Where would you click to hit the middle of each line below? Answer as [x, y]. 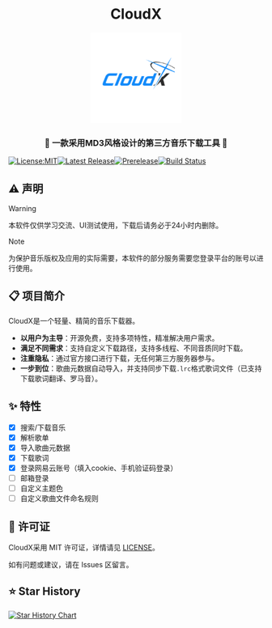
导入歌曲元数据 [45, 448]
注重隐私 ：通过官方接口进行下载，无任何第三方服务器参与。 [119, 358]
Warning [22, 209]
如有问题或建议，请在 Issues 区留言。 [71, 564]
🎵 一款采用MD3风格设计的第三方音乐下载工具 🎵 [136, 142]
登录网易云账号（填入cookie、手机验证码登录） [99, 468]
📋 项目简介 [37, 296]
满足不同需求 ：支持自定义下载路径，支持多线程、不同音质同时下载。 [134, 348]
